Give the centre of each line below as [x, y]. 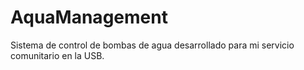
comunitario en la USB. [57, 55]
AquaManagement [89, 17]
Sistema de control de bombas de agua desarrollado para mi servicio [152, 45]
